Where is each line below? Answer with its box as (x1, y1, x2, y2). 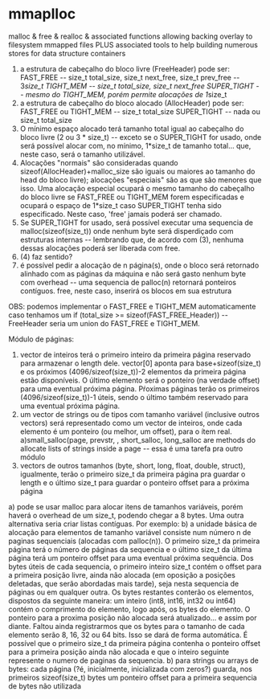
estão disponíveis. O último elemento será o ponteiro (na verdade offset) (19, 375, 260, 385)
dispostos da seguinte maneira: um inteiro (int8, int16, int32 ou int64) (8, 595, 236, 605)
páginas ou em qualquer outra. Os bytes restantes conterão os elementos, (8, 587, 255, 597)
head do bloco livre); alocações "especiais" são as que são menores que (19, 174, 262, 185)
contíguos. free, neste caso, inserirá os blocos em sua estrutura (19, 286, 232, 296)
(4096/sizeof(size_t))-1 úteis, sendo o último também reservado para (19, 392, 249, 402)
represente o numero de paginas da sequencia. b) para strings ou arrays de (8, 656, 259, 665)
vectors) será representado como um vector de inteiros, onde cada (19, 418, 243, 427)
